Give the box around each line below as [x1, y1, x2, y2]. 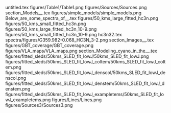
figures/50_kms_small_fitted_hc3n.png [5, 20, 86, 27]
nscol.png [5, 75, 27, 81]
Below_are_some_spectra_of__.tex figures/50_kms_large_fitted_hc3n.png [5, 15, 158, 21]
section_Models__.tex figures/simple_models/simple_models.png [5, 10, 142, 16]
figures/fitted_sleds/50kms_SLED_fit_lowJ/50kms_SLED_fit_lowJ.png [5, 53, 149, 59]
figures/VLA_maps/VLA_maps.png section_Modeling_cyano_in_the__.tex [5, 48, 157, 54]
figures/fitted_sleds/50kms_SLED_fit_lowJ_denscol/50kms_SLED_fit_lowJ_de [5, 70, 166, 76]
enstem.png [5, 86, 31, 92]
